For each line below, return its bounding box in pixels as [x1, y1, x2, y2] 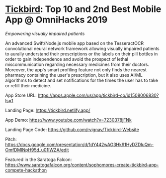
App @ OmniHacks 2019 [5, 14, 108, 25]
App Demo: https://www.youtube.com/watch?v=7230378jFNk [5, 117, 132, 123]
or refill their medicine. [5, 82, 51, 88]
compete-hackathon [5, 167, 47, 173]
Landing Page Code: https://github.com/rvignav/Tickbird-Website [5, 126, 139, 133]
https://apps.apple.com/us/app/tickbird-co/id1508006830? [38, 92, 159, 98]
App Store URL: [5, 92, 37, 98]
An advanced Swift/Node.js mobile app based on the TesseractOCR [5, 40, 144, 46]
